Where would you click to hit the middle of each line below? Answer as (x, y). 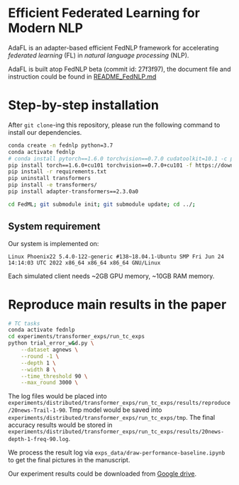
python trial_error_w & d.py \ (51, 343)
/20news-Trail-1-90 (37, 411)
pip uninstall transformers (50, 179)
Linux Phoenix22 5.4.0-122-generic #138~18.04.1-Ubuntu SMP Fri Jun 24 (116, 257)
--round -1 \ (40, 356)
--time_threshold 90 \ (54, 376)
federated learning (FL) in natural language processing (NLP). (99, 55)
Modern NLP (46, 28)
